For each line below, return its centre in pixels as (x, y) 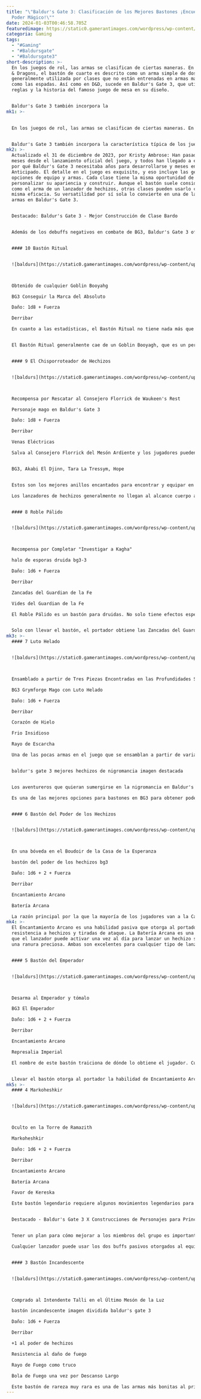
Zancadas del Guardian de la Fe (52, 593)
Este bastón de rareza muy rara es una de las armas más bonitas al (99, 1387)
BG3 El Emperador (33, 1009)
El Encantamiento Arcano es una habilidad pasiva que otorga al (93, 928)
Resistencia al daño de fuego (49, 1354)
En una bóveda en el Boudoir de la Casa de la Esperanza (84, 851)
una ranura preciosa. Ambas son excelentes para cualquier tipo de (98, 944)
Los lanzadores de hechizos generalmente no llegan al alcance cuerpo (101, 496)
